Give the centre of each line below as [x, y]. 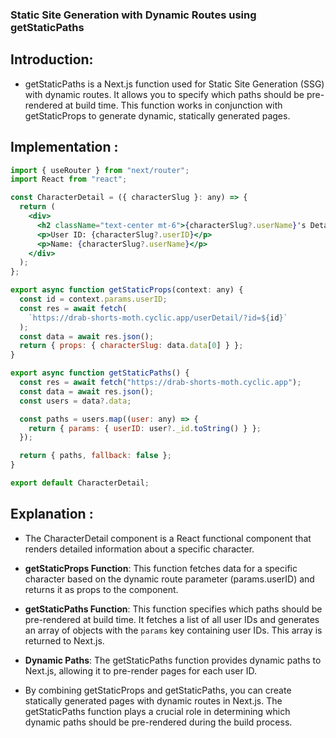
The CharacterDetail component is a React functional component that [168, 538]
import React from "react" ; [69, 179]
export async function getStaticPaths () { [100, 373]
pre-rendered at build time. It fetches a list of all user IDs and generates [172, 619]
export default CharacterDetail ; [80, 483]
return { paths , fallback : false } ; [95, 456]
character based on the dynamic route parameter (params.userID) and [169, 579]
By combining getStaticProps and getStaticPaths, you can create [158, 690]
